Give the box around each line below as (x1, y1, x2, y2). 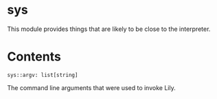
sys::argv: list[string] (7, 71, 78, 78)
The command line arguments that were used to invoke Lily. (7, 83, 176, 91)
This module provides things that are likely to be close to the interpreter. (7, 25, 211, 33)
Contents (7, 49, 62, 65)
